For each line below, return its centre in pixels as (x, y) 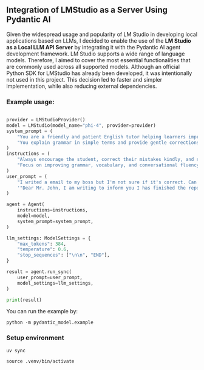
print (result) (24, 300)
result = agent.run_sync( (39, 272)
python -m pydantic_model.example (50, 322)
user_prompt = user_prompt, (50, 277)
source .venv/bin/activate (40, 361)
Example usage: (30, 102)
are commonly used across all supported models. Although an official (93, 66)
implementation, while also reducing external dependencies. (82, 86)
